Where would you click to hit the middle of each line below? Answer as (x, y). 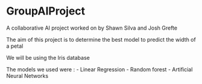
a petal (15, 46)
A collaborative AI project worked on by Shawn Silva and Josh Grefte (92, 28)
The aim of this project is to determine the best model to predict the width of (101, 39)
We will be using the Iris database (48, 57)
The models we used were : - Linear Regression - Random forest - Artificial (99, 69)
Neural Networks (27, 76)
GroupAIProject (46, 11)
